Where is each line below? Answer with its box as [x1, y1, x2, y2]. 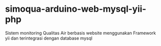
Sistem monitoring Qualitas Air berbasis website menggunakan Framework [5, 30, 156, 36]
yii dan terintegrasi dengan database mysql [5, 35, 92, 41]
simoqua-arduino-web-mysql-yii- [5, 3, 146, 15]
